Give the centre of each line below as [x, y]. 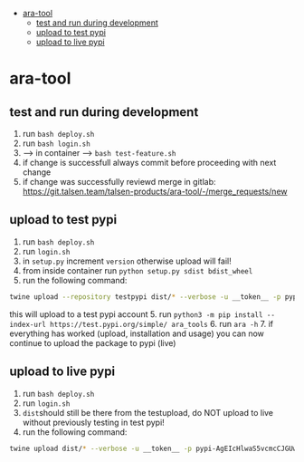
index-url [28, 324]
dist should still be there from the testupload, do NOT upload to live [148, 412]
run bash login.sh [56, 143]
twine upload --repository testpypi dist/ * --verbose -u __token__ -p [145, 297]
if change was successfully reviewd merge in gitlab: [119, 182]
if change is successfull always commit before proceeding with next [149, 163]
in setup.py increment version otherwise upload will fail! [127, 261]
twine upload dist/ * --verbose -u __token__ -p [101, 448]
